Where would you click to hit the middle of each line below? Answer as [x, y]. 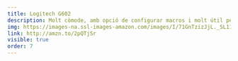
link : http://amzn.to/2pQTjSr [52, 33]
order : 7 [20, 46]
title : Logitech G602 [39, 14]
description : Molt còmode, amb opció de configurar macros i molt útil [115, 20]
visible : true [28, 40]
